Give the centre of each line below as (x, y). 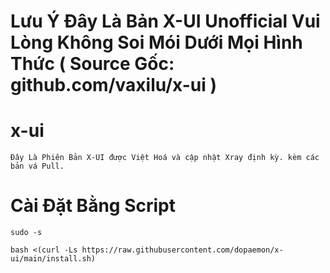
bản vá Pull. (37, 166)
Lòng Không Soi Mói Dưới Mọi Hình (156, 42)
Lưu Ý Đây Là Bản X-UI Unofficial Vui (165, 21)
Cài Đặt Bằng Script (93, 206)
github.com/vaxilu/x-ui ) (113, 85)
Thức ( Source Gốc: (92, 64)
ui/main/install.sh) (53, 259)
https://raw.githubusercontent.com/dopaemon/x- (182, 250)
